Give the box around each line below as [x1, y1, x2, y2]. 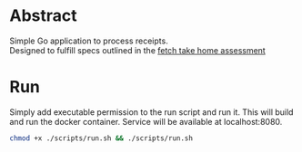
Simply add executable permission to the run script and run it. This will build [9, 106, 294, 118]
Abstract [9, 5, 77, 26]
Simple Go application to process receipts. [9, 35, 168, 46]
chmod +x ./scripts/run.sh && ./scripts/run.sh [9, 133, 194, 143]
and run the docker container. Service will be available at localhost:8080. [9, 116, 283, 127]
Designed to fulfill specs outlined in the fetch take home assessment [9, 44, 266, 55]
